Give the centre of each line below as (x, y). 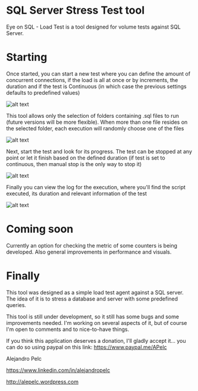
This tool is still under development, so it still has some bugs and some (93, 317)
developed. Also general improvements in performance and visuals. (89, 252)
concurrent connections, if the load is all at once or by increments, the (92, 80)
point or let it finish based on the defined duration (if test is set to (86, 158)
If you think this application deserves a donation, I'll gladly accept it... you (96, 340)
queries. (16, 305)
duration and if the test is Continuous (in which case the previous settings (96, 86)
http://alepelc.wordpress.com (43, 381)
